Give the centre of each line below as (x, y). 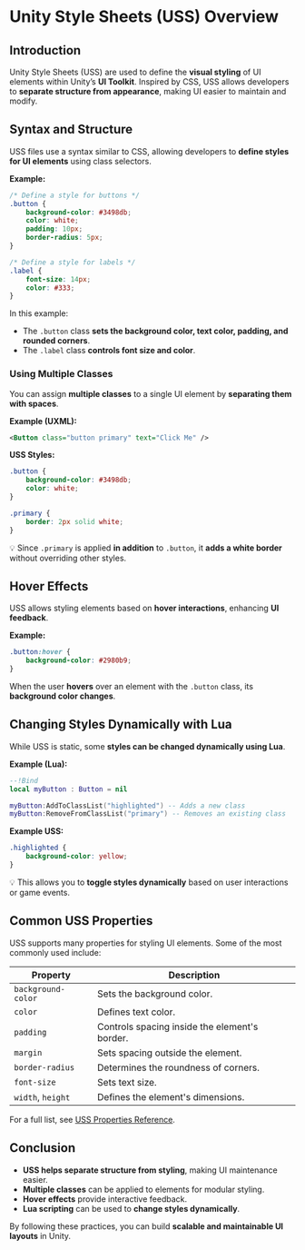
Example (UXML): (43, 421)
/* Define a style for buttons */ (75, 195)
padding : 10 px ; (54, 229)
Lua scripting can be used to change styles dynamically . (131, 1208)
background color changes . (63, 696)
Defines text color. (136, 1012)
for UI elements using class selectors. (80, 161)
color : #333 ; (50, 288)
